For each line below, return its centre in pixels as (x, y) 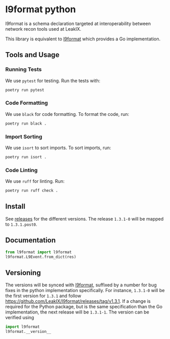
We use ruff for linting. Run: (35, 181)
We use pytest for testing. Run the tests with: (53, 81)
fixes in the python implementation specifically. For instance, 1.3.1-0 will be (85, 290)
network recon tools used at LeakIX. (43, 29)
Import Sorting (24, 136)
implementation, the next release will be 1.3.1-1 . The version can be (77, 312)
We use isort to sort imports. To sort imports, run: (58, 148)
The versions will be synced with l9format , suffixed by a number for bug (81, 285)
